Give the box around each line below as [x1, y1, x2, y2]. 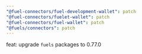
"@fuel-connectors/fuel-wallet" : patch [6, 19, 105, 25]
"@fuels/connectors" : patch [6, 25, 76, 31]
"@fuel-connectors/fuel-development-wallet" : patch [6, 8, 136, 15]
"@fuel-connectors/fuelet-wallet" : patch [6, 14, 110, 20]
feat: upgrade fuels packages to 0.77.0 [6, 41, 102, 48]
